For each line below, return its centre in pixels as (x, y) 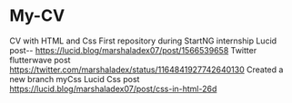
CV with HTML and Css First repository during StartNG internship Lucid (143, 41)
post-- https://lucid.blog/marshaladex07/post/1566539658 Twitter (133, 50)
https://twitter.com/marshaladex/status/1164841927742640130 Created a (146, 70)
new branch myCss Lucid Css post (75, 79)
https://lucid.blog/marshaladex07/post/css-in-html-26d (113, 89)
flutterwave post (40, 60)
